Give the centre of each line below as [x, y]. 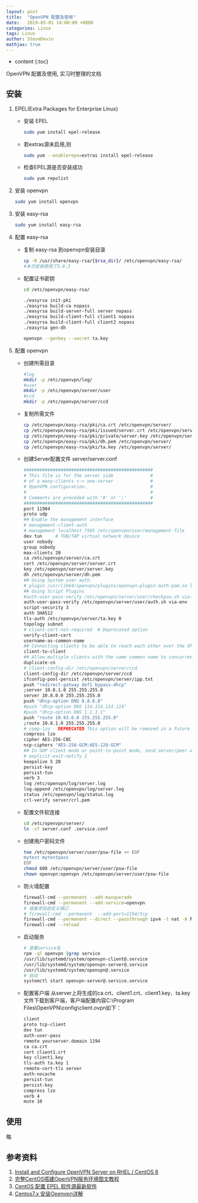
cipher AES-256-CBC [47, 740]
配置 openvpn [31, 350]
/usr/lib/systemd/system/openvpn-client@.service [86, 959]
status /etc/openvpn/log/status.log [68, 795]
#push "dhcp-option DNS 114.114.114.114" [75, 707]
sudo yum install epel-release [62, 132]
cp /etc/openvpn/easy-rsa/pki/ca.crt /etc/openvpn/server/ [98, 425]
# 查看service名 [42, 948]
